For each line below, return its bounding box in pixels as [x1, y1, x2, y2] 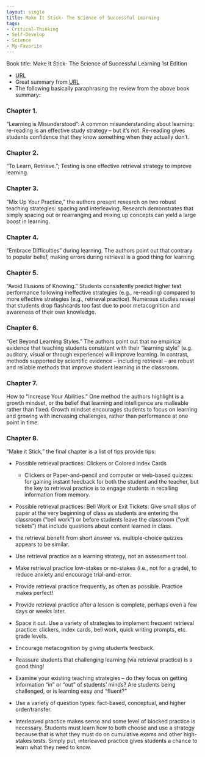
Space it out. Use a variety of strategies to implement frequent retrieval [15, 619, 194, 627]
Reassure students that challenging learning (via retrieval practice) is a [15, 656, 193, 663]
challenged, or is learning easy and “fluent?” [15, 687, 127, 695]
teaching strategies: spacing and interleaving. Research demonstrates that [6, 204, 194, 212]
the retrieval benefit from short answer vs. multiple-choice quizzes [15, 534, 183, 542]
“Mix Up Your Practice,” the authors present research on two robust [6, 198, 176, 205]
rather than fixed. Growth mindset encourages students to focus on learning [6, 405, 198, 413]
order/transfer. [15, 706, 52, 713]
